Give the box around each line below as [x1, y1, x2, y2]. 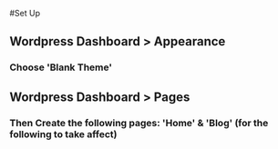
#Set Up [9, 8, 41, 18]
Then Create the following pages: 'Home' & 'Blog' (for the [9, 116, 269, 129]
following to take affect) [9, 127, 118, 140]
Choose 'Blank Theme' [9, 61, 112, 74]
